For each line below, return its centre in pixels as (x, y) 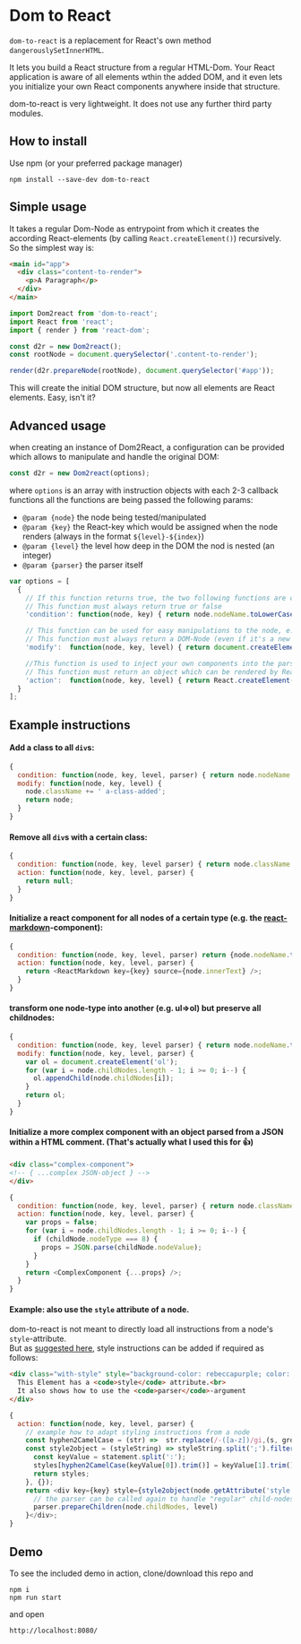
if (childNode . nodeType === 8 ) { (95, 1239)
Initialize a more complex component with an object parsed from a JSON (146, 1132)
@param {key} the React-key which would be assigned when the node (150, 526)
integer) (37, 555)
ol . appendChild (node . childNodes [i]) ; (103, 1078)
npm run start (36, 1597)
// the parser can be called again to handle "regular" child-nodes (163, 1499)
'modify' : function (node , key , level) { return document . (138, 647)
